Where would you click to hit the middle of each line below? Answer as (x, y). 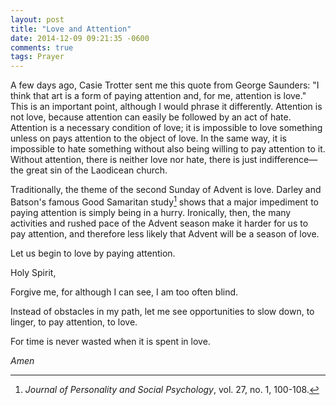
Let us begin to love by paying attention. (93, 253)
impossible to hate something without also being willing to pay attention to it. (168, 149)
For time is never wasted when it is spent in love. (110, 341)
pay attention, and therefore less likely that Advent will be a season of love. (165, 233)
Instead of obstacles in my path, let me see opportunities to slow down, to (162, 311)
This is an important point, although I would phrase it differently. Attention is (166, 107)
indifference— (288, 160)
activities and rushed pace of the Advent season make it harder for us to (159, 223)
